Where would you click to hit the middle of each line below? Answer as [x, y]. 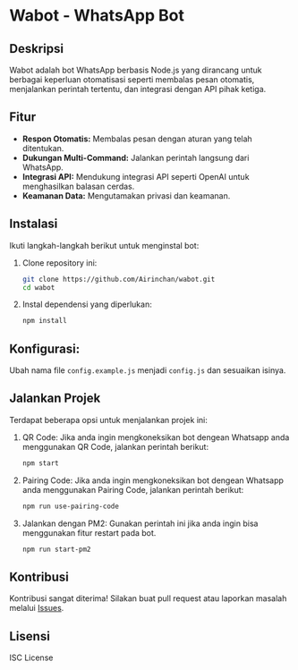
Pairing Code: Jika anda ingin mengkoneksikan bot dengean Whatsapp [153, 480]
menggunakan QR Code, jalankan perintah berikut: [115, 446]
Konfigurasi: [45, 348]
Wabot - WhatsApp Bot [97, 16]
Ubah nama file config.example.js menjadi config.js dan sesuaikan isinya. [148, 370]
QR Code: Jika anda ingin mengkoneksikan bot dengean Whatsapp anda [156, 437]
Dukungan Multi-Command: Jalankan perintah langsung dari [136, 157]
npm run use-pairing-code [70, 506]
